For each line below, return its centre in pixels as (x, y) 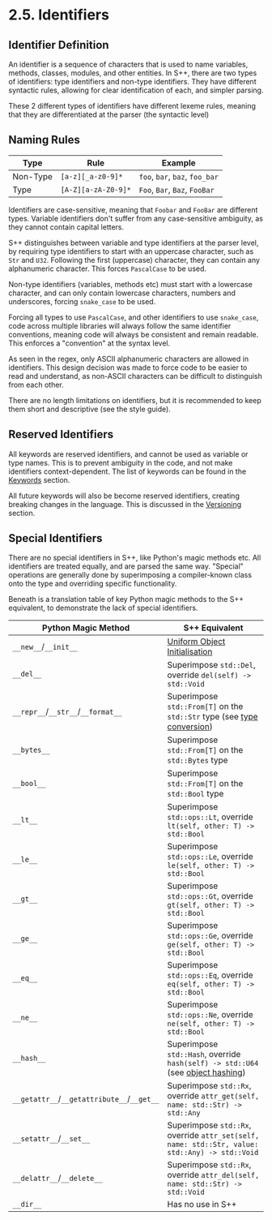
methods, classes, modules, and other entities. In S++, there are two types (133, 73)
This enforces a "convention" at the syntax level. (89, 343)
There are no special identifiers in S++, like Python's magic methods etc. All (135, 558)
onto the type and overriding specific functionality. (93, 584)
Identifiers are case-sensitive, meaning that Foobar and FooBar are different (133, 209)
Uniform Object (196, 642)
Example (178, 162)
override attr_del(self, (213, 1175)
